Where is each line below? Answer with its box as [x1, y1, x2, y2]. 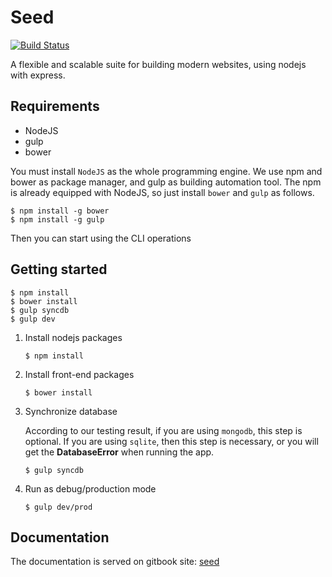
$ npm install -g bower [10, 206, 110, 216]
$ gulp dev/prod [24, 502, 93, 512]
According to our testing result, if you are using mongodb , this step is [24, 424, 303, 436]
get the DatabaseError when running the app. [24, 446, 215, 458]
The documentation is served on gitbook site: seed [10, 556, 220, 568]
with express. [10, 69, 66, 81]
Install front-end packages [24, 368, 135, 380]
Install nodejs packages [24, 331, 123, 343]
